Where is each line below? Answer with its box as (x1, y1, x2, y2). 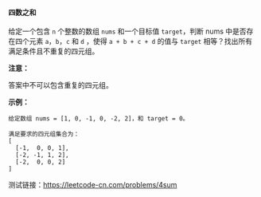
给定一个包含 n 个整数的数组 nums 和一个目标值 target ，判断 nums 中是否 (8, 26, 247, 36)
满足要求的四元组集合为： (8, 130, 80, 139)
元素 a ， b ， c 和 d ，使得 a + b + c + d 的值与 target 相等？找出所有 (29, 37, 253, 46)
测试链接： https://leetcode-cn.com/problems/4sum (8, 180, 177, 190)
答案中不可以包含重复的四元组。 (8, 81, 113, 90)
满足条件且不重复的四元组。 (8, 46, 99, 56)
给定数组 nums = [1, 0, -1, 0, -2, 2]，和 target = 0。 (8, 115, 189, 123)
